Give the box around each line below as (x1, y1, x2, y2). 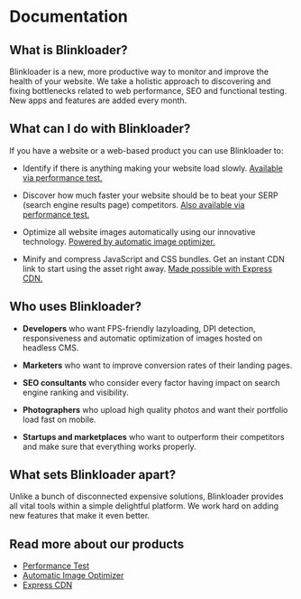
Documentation (9, 6, 129, 27)
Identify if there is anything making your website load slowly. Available (22, 163, 284, 173)
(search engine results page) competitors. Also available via (22, 199, 245, 210)
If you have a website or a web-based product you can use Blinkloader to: (9, 145, 284, 155)
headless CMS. (22, 342, 79, 353)
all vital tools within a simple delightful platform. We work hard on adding (9, 501, 279, 511)
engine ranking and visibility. (22, 387, 129, 398)
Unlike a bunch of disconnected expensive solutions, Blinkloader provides (9, 491, 284, 502)
